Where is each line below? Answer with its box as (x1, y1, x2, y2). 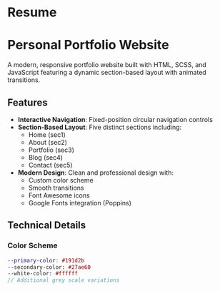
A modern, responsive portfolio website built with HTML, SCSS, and (7, 61, 207, 69)
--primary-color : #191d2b (7, 257, 84, 264)
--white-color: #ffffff (7, 270, 79, 277)
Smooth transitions (28, 183, 84, 192)
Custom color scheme (28, 175, 94, 184)
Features (7, 96, 48, 108)
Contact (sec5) (28, 160, 73, 169)
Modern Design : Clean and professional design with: (17, 168, 174, 177)
